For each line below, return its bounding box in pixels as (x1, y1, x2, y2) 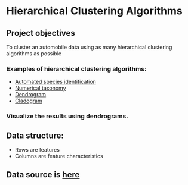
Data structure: (6, 130, 64, 140)
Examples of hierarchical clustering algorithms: (6, 64, 147, 73)
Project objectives (6, 28, 76, 38)
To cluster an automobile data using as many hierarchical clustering (6, 43, 172, 51)
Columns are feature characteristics (14, 153, 103, 160)
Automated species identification (14, 79, 97, 86)
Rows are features (14, 146, 60, 153)
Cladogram (14, 97, 43, 105)
